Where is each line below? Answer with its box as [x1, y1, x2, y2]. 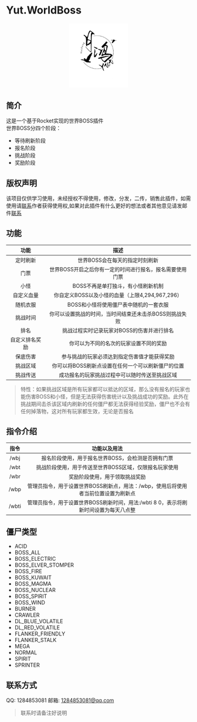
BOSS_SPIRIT [14, 593, 47, 600]
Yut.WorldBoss [6, 4, 82, 17]
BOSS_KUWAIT [14, 574, 52, 581]
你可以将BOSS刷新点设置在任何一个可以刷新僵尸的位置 [52, 362, 185, 369]
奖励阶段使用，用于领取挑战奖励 [68, 473, 146, 480]
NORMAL [14, 649, 38, 656]
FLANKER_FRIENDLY [14, 630, 66, 637]
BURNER [14, 605, 36, 613]
